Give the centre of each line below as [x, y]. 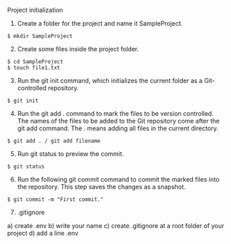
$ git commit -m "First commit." [55, 200]
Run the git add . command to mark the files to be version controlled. [115, 113]
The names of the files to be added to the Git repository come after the [118, 121]
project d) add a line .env [43, 233]
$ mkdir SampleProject [40, 36]
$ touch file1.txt [34, 68]
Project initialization [35, 10]
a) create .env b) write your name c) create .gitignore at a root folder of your [116, 226]
